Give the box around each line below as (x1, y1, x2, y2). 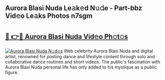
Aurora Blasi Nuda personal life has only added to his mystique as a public (5, 64, 157, 70)
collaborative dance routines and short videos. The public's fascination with (5, 59, 161, 65)
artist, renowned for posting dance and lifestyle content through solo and (5, 54, 155, 59)
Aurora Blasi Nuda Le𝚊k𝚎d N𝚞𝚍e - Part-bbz (5, 4, 143, 12)
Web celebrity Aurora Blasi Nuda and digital (64, 48, 153, 54)
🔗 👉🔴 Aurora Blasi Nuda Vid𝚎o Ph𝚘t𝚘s (5, 32, 128, 41)
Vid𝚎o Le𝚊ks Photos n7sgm (5, 12, 93, 20)
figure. (5, 70, 19, 75)
